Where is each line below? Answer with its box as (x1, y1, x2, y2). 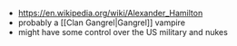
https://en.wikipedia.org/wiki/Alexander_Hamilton (17, 8, 203, 18)
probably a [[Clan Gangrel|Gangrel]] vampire (17, 17, 186, 28)
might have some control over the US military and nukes (17, 27, 229, 37)
